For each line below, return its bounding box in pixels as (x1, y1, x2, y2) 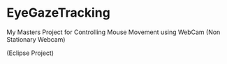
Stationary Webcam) (6, 35, 66, 43)
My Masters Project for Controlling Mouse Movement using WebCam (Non (6, 28, 221, 36)
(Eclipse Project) (6, 49, 54, 57)
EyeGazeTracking (6, 5, 111, 21)
